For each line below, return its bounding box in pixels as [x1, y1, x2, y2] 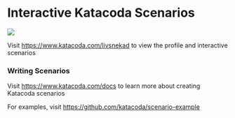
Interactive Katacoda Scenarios [7, 5, 195, 21]
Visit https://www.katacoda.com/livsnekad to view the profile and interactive [7, 40, 228, 50]
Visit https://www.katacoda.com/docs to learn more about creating [7, 82, 201, 90]
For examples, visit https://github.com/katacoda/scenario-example [7, 103, 200, 111]
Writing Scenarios [7, 66, 70, 75]
